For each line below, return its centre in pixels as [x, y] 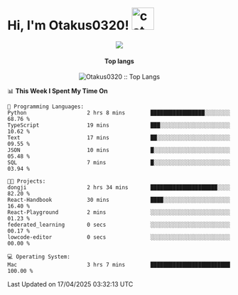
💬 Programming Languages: [45, 107]
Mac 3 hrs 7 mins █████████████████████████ [119, 265]
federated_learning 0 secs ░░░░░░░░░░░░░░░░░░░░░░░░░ [119, 225]
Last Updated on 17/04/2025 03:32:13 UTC [70, 284]
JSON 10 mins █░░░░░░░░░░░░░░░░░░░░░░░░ [119, 150]
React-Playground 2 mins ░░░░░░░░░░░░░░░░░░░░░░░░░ [119, 213]
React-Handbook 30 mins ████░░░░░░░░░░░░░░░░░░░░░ [119, 200]
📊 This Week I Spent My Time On [58, 91]
